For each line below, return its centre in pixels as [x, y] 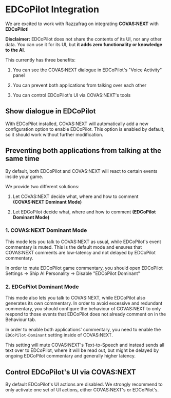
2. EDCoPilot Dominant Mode [42, 287]
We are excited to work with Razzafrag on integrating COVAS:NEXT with [82, 24]
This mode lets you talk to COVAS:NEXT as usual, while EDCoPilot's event [83, 242]
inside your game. [24, 176]
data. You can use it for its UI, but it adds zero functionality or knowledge [84, 44]
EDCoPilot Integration [52, 9]
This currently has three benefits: [41, 59]
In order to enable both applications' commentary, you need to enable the [83, 330]
